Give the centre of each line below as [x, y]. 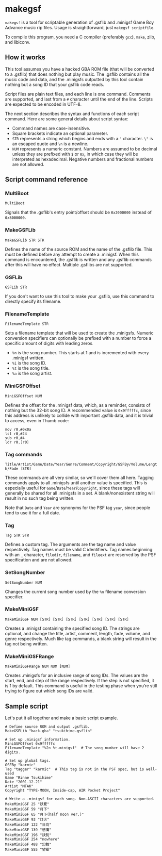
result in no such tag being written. [40, 498]
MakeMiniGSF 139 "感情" [28, 830]
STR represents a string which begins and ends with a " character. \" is [82, 138]
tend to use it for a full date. [33, 512]
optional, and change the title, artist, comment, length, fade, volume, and [78, 633]
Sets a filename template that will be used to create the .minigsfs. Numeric [79, 333]
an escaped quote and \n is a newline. [50, 144]
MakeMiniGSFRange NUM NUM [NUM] [38, 667]
